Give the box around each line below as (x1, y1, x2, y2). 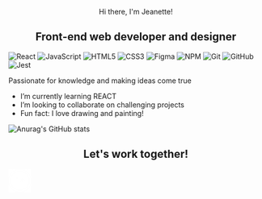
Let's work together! (83, 147, 188, 161)
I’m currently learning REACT (19, 91, 117, 101)
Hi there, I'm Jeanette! (99, 7, 173, 16)
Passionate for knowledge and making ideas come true (8, 76, 192, 85)
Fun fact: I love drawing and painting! (19, 108, 144, 118)
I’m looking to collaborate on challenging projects (19, 100, 184, 110)
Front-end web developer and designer (35, 30, 237, 44)
